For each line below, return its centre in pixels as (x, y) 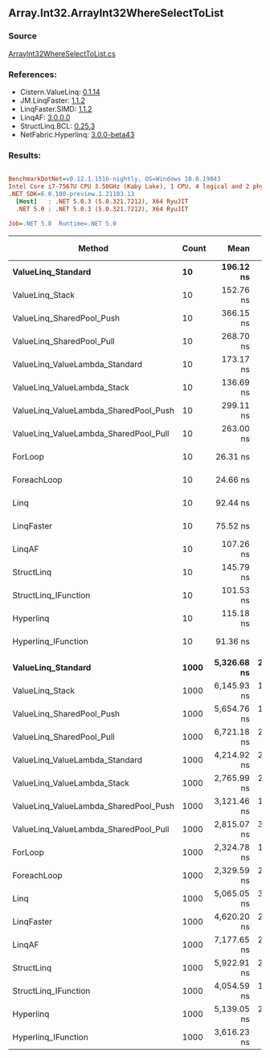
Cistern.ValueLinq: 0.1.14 (60, 92)
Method (93, 248)
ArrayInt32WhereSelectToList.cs (62, 53)
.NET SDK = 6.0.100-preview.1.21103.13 (72, 194)
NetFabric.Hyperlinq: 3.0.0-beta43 (77, 134)
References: (33, 74)
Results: (25, 155)
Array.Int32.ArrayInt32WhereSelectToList (116, 13)
